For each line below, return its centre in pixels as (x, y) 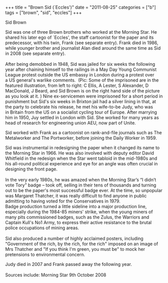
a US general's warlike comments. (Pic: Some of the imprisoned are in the (82, 80)
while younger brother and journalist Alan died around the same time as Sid (83, 48)
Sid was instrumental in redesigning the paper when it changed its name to (82, 148)
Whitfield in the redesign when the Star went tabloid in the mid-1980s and (81, 158)
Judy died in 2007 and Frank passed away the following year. (68, 264)
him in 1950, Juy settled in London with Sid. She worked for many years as (82, 117)
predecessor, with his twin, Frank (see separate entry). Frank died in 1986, (82, 43)
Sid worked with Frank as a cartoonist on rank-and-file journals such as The (83, 132)
